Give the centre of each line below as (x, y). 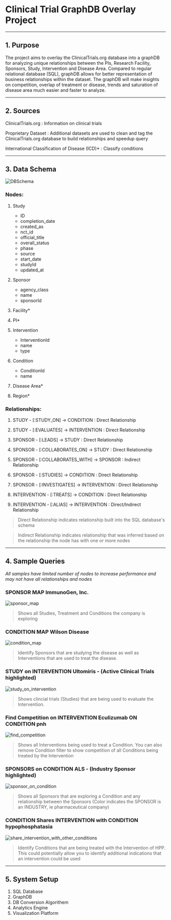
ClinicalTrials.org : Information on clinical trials (54, 123)
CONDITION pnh (26, 724)
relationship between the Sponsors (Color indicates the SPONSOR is (89, 802)
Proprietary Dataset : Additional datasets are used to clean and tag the (79, 133)
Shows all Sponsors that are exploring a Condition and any (79, 796)
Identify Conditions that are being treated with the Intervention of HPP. (92, 848)
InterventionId (35, 340)
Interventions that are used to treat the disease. (67, 658)
